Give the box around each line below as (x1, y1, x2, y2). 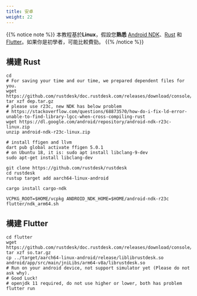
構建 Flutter (6, 218, 49, 229)
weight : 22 (6, 14, 33, 20)
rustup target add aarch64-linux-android (6, 175, 109, 182)
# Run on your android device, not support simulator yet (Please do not (6, 265, 191, 271)
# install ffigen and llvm (6, 140, 72, 145)
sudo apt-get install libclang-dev (6, 155, 93, 161)
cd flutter (6, 234, 33, 240)
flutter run (6, 285, 35, 292)
